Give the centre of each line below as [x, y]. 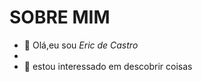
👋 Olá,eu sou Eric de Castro [81, 45]
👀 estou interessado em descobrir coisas [108, 66]
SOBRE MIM [60, 17]
